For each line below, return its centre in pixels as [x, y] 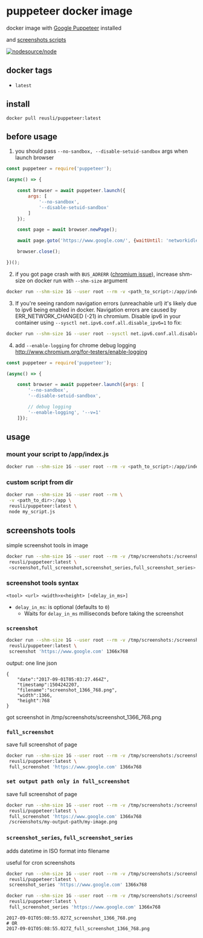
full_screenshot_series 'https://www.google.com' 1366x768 [85, 907]
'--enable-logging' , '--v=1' [65, 412]
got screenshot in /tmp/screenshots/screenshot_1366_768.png [84, 717]
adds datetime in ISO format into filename [58, 851]
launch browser [34, 158]
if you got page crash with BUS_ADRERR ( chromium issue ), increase [96, 274]
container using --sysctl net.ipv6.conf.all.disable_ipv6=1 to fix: [98, 322]
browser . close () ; [39, 252]
